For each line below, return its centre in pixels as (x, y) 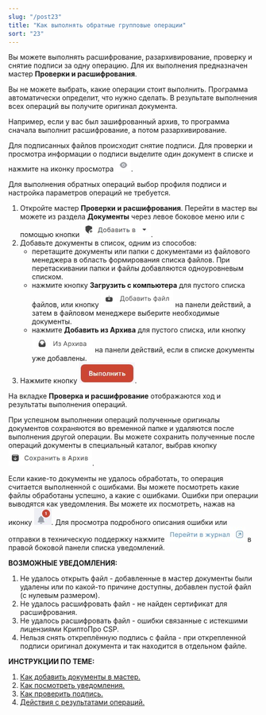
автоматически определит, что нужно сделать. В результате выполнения (133, 98)
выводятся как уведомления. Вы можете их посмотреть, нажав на (122, 504)
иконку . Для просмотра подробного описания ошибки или (118, 523)
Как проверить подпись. (61, 694)
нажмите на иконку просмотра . (71, 169)
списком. (47, 277)
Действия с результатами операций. (82, 702)
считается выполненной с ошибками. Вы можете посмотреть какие (124, 487)
